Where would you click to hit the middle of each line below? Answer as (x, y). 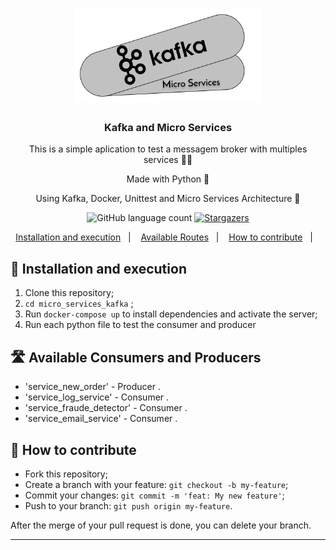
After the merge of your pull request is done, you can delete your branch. (161, 525)
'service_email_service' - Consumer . (101, 419)
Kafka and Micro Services (168, 128)
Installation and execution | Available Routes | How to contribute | (164, 237)
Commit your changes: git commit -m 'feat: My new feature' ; (154, 495)
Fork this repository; (66, 474)
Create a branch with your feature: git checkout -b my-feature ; (156, 484)
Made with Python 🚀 (168, 179)
